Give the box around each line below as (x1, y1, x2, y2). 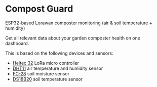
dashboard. (5, 40, 29, 46)
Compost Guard (5, 3, 73, 15)
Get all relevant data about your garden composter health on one (5, 35, 141, 41)
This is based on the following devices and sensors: (5, 50, 113, 56)
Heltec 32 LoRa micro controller (12, 60, 80, 66)
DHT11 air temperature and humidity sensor (12, 65, 103, 71)
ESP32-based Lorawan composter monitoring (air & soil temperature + (5, 20, 153, 26)
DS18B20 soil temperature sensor (12, 76, 83, 82)
